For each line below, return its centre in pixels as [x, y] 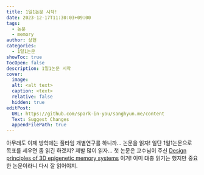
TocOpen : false [26, 63]
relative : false [32, 97]
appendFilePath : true [39, 125]
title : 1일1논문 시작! [32, 12]
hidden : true [28, 102]
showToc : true [24, 57]
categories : [21, 46]
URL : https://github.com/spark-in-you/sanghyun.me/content [88, 114]
